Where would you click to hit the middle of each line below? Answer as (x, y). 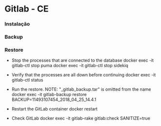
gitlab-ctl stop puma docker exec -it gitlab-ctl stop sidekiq (70, 66)
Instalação (17, 24)
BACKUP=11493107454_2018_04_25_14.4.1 (54, 99)
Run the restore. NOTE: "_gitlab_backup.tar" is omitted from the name (81, 89)
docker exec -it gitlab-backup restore (49, 95)
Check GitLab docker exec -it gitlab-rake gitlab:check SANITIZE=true (81, 118)
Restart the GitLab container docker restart (54, 109)
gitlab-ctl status (27, 80)
